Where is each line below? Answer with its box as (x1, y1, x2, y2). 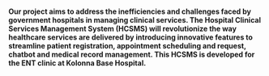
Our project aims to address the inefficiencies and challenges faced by (8, 6, 251, 16)
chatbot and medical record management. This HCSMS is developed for (8, 49, 255, 59)
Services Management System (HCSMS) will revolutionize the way (8, 23, 237, 33)
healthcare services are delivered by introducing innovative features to (8, 32, 254, 42)
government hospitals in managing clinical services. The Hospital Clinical (8, 15, 262, 24)
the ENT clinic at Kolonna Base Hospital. (8, 57, 147, 68)
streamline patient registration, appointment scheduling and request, (8, 40, 247, 50)
